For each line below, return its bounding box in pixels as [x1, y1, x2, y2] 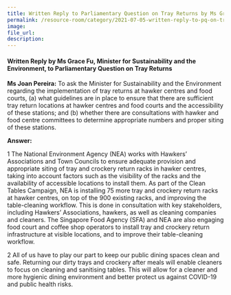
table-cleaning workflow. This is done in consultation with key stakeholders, [7, 201, 222, 210]
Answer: [7, 137, 32, 145]
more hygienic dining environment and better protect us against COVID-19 [7, 273, 217, 281]
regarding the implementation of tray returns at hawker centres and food [7, 87, 212, 95]
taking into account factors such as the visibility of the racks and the [7, 172, 201, 180]
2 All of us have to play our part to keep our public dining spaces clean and [7, 251, 220, 259]
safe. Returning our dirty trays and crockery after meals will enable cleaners [7, 259, 222, 267]
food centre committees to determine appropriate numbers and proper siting [7, 116, 224, 124]
